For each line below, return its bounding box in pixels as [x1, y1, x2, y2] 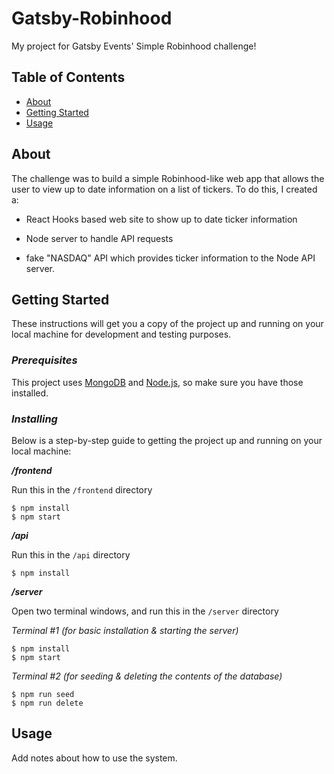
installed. [11, 387, 49, 399]
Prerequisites [11, 353, 78, 367]
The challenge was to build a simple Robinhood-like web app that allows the [11, 172, 325, 184]
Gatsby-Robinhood [11, 7, 173, 30]
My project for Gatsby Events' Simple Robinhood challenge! [11, 40, 257, 52]
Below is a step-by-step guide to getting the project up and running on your [11, 434, 323, 446]
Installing [11, 412, 58, 426]
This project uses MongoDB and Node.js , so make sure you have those [11, 376, 304, 388]
